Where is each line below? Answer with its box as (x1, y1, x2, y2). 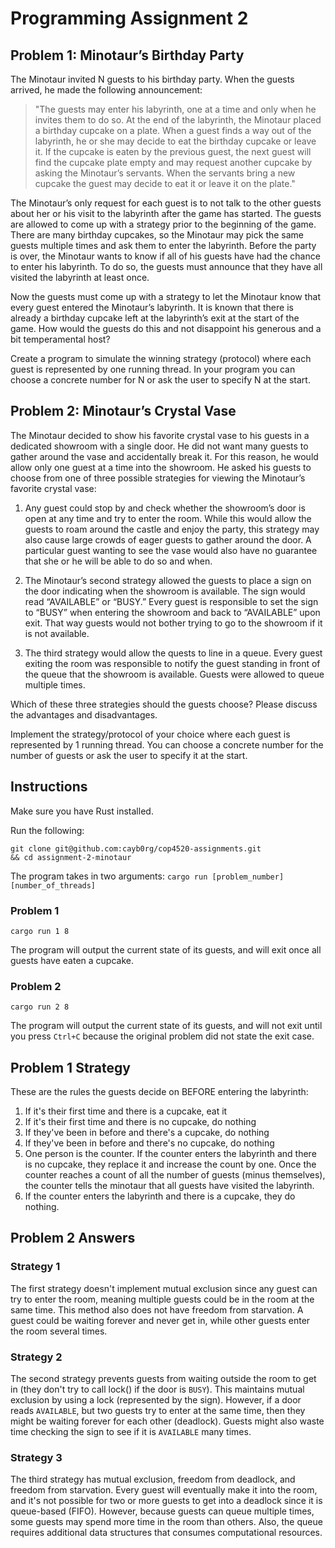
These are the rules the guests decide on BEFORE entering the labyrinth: (10, 1086, 309, 1098)
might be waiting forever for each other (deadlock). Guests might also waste (10, 1415, 325, 1427)
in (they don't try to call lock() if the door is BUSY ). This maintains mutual (10, 1383, 305, 1396)
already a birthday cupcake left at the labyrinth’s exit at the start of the (10, 312, 300, 324)
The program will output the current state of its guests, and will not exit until (10, 1020, 323, 1032)
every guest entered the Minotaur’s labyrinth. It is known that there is (10, 302, 294, 313)
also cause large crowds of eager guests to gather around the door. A (24, 533, 312, 546)
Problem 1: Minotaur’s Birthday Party (10, 47, 245, 64)
